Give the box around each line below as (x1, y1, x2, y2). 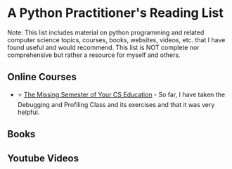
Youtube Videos (7, 152, 79, 164)
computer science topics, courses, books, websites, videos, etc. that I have (7, 35, 226, 44)
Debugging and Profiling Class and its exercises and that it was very (17, 100, 215, 108)
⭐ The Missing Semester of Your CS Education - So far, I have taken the (17, 90, 226, 99)
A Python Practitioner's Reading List (7, 5, 224, 21)
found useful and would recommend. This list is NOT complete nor (7, 43, 200, 51)
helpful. (17, 108, 40, 116)
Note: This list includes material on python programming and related (7, 28, 205, 37)
